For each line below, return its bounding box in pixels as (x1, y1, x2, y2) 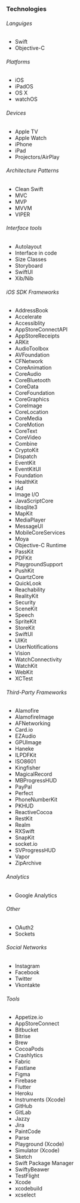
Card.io (14, 726, 33, 734)
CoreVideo (14, 434, 42, 441)
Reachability (14, 586, 46, 593)
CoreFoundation (14, 389, 55, 397)
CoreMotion (14, 421, 45, 428)
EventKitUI (14, 465, 41, 473)
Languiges (6, 20, 33, 27)
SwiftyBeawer (14, 1166, 50, 1173)
